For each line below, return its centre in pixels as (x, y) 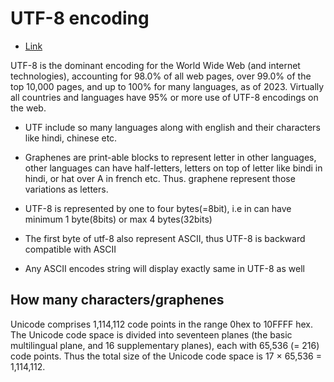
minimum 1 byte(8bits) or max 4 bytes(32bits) (118, 219)
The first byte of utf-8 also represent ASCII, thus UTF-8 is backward (165, 238)
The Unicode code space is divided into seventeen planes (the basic (151, 334)
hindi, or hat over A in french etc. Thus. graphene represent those (160, 178)
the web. (28, 108)
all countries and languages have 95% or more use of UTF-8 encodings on (164, 97)
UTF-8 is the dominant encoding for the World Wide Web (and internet (155, 65)
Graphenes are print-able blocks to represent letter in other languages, (170, 157)
